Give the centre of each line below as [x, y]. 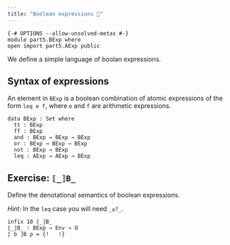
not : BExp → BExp [41, 150]
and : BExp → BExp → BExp [52, 138]
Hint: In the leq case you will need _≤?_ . [66, 209]
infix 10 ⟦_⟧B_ [30, 222]
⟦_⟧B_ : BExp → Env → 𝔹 [43, 228]
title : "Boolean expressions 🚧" [55, 14]
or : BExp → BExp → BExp [51, 144]
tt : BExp [28, 125]
